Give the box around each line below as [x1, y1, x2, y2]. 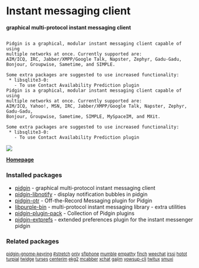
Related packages [6, 237, 59, 245]
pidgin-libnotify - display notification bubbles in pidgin [14, 191, 148, 198]
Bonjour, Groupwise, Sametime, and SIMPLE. [6, 61, 116, 67]
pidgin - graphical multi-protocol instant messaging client [14, 185, 156, 192]
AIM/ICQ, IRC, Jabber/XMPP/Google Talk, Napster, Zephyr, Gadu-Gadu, [6, 56, 182, 62]
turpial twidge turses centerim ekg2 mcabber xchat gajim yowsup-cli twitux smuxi [6, 256, 173, 262]
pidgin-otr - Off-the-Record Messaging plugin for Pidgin [14, 197, 153, 204]
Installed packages [6, 171, 62, 179]
